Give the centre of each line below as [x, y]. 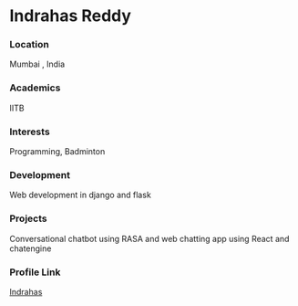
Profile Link [35, 272]
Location [30, 45]
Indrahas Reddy [71, 16]
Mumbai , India [37, 64]
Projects [28, 218]
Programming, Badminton [57, 152]
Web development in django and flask [81, 195]
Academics [35, 88]
